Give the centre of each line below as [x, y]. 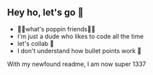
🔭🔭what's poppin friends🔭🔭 [56, 29]
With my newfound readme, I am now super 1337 [76, 64]
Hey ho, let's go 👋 [45, 13]
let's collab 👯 [35, 43]
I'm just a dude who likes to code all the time [80, 36]
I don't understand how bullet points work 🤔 [79, 50]
